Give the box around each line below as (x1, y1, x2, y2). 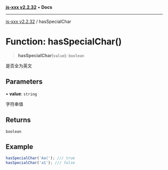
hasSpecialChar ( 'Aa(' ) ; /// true (5, 156, 75, 161)
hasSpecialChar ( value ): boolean (17, 52, 84, 58)
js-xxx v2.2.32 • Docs (5, 4, 52, 10)
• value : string (5, 91, 37, 97)
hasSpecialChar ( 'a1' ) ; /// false (5, 161, 75, 166)
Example (5, 142, 33, 151)
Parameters (5, 77, 43, 86)
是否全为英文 (5, 62, 32, 69)
